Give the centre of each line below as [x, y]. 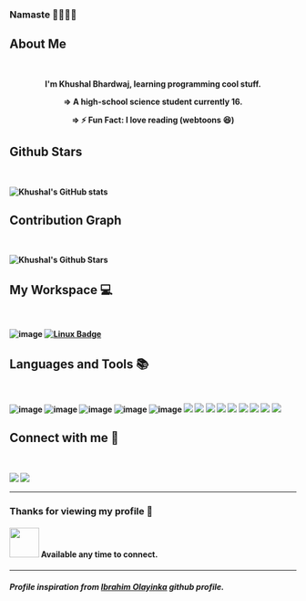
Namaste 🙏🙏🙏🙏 [43, 15]
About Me [38, 44]
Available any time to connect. [99, 554]
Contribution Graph [66, 220]
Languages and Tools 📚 [79, 364]
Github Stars [46, 152]
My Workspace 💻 [61, 290]
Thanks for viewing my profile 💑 [81, 511]
